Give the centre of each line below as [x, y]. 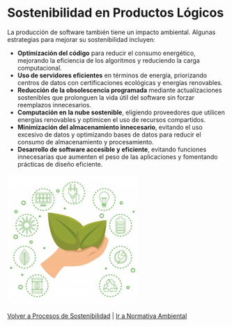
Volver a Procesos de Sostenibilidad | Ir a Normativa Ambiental [97, 316]
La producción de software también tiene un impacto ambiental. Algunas [111, 32]
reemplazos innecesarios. [54, 105]
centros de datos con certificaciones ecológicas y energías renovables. [120, 82]
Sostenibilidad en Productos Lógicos [116, 13]
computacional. [40, 68]
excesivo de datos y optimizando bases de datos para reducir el [109, 135]
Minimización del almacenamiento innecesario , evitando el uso [110, 127]
